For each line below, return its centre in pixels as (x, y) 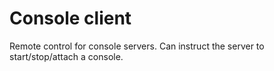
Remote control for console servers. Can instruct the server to (137, 46)
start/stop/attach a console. (66, 56)
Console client (70, 18)
